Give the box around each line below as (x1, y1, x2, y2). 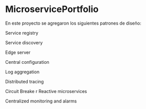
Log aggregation (5, 69, 40, 75)
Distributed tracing (5, 78, 44, 84)
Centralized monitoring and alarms (5, 98, 77, 104)
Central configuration (5, 59, 49, 65)
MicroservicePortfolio (5, 4, 99, 15)
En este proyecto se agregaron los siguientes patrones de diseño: (5, 20, 141, 26)
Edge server (5, 49, 31, 55)
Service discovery (5, 39, 43, 46)
